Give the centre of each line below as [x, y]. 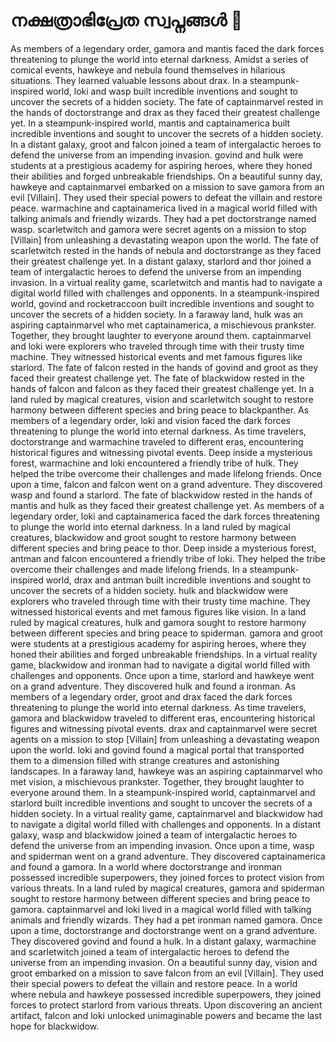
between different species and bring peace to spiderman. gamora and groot [166, 633]
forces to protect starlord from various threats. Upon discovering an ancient [166, 1005]
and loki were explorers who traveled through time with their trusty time [157, 346]
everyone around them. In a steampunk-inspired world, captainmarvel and [163, 792]
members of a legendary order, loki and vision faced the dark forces [150, 420]
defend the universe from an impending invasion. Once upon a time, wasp [162, 845]
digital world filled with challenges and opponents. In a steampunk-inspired [165, 293]
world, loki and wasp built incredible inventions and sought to [172, 91]
